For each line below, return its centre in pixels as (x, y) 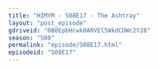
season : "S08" (32, 38)
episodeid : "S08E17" (42, 52)
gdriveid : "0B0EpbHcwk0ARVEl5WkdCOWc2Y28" (79, 30)
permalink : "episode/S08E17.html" (66, 45)
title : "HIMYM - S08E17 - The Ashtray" (74, 15)
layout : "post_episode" (48, 23)
